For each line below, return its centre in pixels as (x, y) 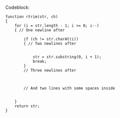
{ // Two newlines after (50, 43)
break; (40, 61)
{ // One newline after (40, 30)
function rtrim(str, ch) (32, 17)
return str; (27, 106)
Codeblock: (17, 7)
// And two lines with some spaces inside (69, 88)
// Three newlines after (50, 70)
